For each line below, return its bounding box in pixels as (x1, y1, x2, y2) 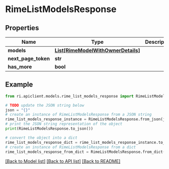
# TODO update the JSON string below (5, 103, 84, 108)
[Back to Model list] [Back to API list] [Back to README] (5, 158, 121, 164)
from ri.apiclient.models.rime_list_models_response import (5, 94, 134, 99)
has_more (8, 63, 32, 70)
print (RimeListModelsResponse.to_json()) (5, 126, 94, 131)
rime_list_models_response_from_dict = (5, 149, 89, 154)
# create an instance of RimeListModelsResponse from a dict (5, 144, 136, 149)
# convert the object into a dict (5, 135, 78, 140)
